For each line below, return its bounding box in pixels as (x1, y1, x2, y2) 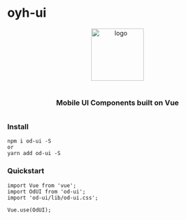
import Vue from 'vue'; (7, 182, 77, 189)
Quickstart (7, 166, 45, 176)
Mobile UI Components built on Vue (55, 98, 180, 108)
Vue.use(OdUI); (7, 206, 52, 214)
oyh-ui (7, 5, 47, 21)
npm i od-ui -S (7, 138, 52, 145)
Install (7, 122, 29, 131)
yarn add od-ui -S (7, 150, 61, 157)
